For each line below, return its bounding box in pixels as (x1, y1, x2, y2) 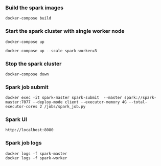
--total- (128, 99, 147, 105)
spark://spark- (124, 95, 157, 100)
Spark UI (5, 116, 27, 123)
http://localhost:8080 (5, 128, 54, 133)
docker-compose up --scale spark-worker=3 (5, 48, 97, 53)
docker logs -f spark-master (5, 151, 67, 156)
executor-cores (5, 104, 38, 109)
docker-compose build (5, 16, 52, 21)
